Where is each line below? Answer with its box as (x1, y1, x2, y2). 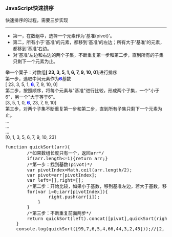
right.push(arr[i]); (48, 194, 100, 200)
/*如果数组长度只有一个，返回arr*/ (27, 150, 104, 156)
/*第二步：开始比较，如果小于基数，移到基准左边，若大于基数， (27, 183, 163, 189)
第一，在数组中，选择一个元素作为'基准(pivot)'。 (12, 33, 115, 39)
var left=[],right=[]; (27, 178, 84, 183)
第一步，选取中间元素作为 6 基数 (5, 76, 72, 82)
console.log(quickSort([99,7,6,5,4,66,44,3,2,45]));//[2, (16, 226, 165, 232)
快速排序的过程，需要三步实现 (5, 17, 68, 24)
